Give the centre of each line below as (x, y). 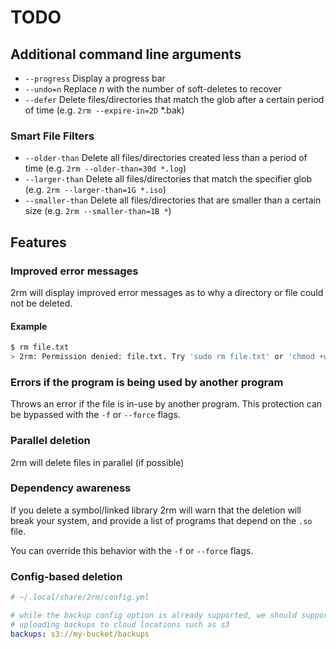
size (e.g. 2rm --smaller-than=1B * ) (98, 211)
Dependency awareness (71, 488)
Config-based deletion (66, 576)
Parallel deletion (50, 441)
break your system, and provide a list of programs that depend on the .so (161, 520)
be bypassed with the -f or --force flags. (95, 415)
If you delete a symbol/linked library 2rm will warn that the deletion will (156, 510)
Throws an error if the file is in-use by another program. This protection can (166, 404)
